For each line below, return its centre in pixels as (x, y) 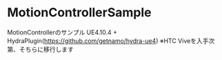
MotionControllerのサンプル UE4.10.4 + (62, 32)
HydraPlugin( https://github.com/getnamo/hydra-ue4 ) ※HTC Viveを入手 (108, 41)
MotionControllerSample (79, 13)
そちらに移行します (46, 49)
